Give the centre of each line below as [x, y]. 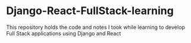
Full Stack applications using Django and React [64, 33]
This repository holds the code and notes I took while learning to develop [96, 27]
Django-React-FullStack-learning [90, 11]
